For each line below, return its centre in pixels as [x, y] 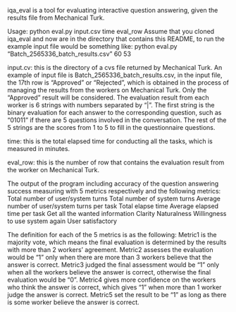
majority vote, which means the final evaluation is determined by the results [117, 242]
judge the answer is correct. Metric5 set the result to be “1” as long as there [117, 295]
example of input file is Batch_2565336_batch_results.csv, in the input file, [115, 75]
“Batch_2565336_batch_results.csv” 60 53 [69, 54]
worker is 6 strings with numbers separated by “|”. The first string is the [111, 105]
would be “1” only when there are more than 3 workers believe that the [110, 257]
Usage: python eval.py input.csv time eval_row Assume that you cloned [111, 31]
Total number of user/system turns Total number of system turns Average [114, 198]
